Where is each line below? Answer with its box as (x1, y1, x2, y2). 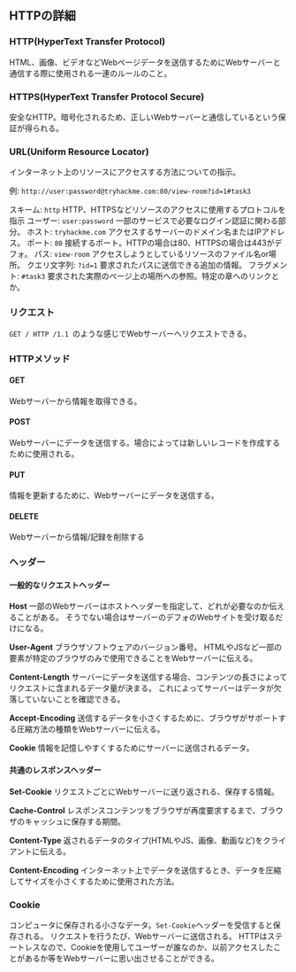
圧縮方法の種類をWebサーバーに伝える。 (16, 724, 165, 735)
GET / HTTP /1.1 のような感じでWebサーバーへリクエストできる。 (9, 328, 252, 338)
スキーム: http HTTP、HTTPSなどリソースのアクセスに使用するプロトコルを (9, 205, 286, 215)
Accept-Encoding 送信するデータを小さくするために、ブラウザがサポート (9, 712, 278, 724)
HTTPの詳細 (9, 8, 77, 24)
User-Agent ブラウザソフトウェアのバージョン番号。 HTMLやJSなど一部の (9, 642, 283, 653)
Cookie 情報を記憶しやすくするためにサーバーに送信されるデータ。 (9, 743, 254, 753)
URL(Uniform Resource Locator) (9, 145, 149, 158)
